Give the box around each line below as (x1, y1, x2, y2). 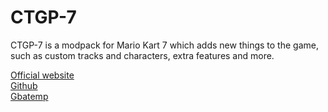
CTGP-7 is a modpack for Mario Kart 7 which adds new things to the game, (10, 39, 319, 51)
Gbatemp (10, 90, 49, 102)
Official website (10, 69, 75, 81)
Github (10, 79, 38, 91)
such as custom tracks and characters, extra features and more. (10, 49, 275, 61)
